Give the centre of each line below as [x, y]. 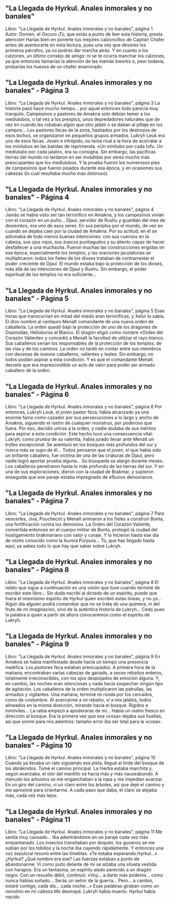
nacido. [13, 897]
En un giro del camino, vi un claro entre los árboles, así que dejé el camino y [85, 785]
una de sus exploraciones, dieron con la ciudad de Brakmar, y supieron [79, 472]
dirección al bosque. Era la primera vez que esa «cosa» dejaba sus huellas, [84, 716]
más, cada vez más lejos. [32, 795]
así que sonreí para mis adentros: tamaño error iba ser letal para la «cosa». [84, 721]
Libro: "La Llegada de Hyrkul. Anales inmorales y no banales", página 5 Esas [85, 311]
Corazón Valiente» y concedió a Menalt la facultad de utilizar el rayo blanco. [85, 338]
